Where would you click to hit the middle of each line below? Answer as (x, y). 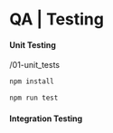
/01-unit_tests (35, 65)
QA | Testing (56, 19)
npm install (32, 81)
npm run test (34, 98)
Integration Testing (46, 119)
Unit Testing (33, 44)
